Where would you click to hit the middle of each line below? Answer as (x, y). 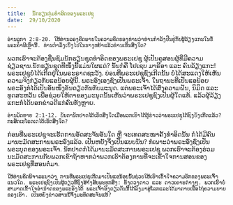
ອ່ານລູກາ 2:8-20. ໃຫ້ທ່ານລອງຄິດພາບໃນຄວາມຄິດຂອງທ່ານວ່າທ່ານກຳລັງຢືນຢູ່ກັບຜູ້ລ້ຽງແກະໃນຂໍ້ (110, 39)
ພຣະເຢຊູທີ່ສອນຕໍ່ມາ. (33, 163)
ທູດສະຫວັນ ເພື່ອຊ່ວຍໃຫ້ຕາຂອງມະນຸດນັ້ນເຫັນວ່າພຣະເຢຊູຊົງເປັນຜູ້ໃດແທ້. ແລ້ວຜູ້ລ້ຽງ (114, 95)
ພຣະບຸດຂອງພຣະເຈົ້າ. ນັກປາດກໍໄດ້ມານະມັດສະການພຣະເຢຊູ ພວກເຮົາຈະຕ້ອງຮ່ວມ (111, 149)
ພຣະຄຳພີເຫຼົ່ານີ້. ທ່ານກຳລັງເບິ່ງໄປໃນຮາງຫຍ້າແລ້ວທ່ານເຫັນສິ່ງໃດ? (77, 45)
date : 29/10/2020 (34, 20)
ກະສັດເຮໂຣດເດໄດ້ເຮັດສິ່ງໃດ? (38, 121)
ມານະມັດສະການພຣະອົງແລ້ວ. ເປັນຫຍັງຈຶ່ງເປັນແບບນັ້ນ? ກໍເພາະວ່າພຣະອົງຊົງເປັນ (109, 141)
